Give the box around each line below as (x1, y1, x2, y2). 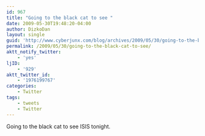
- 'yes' (17, 55, 37, 61)
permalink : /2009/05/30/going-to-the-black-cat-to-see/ (6, 43, 151, 50)
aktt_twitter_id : (6, 72, 51, 78)
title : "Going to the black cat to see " (6, 15, 113, 21)
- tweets (17, 100, 40, 106)
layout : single (6, 32, 45, 38)
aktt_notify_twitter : (6, 49, 62, 55)
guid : (6, 37, 20, 43)
